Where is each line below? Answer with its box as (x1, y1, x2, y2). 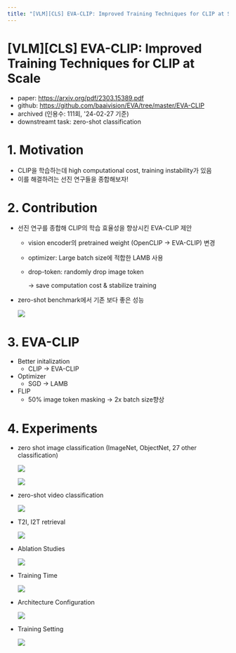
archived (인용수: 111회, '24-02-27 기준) (17, 110, 129, 118)
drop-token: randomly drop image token (27, 268, 144, 276)
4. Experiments (7, 421, 98, 436)
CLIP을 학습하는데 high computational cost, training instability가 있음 (17, 166, 212, 174)
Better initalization (17, 357, 70, 366)
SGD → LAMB (27, 380, 68, 388)
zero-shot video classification (17, 491, 104, 499)
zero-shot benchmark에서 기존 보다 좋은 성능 (17, 296, 145, 304)
